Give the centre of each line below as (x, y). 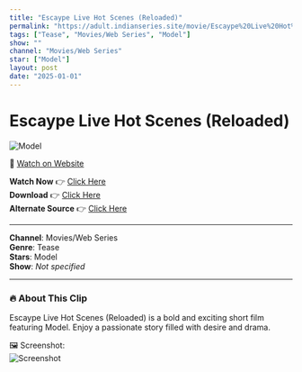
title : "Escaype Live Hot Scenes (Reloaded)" (96, 18)
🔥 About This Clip (49, 298)
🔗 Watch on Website (47, 163)
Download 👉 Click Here (55, 195)
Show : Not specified (47, 266)
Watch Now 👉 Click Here (58, 181)
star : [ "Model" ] (40, 59)
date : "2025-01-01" (46, 77)
